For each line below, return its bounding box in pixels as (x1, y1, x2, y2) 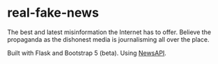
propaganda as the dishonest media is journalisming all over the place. (7, 35, 210, 43)
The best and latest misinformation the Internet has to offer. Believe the (7, 28, 211, 36)
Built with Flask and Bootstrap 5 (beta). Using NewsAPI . (7, 49, 167, 57)
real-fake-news (7, 5, 100, 21)
